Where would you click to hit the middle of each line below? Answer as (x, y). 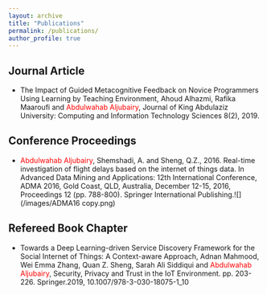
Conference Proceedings (72, 141)
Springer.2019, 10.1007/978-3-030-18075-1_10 (113, 281)
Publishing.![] (220, 195)
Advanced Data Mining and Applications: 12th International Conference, (138, 177)
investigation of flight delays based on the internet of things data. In (132, 169)
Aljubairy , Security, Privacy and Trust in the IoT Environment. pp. (127, 273)
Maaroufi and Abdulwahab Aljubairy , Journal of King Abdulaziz (124, 107)
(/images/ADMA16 (50, 203)
